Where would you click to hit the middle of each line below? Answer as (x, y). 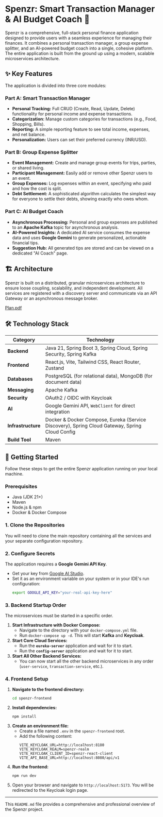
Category (24, 340)
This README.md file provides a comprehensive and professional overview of (80, 804)
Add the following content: (46, 736)
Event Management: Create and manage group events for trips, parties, (84, 163)
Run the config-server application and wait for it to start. (76, 651)
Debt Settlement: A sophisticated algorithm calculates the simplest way (84, 194)
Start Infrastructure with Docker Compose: (56, 625)
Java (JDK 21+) (27, 497)
